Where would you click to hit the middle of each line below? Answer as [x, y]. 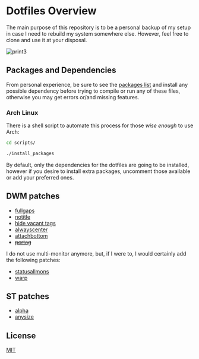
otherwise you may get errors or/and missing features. [73, 97]
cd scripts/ [21, 143]
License [21, 336]
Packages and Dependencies [61, 70]
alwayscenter [31, 229]
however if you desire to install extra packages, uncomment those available [98, 171]
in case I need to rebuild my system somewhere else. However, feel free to [97, 33]
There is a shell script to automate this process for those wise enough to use [100, 125]
